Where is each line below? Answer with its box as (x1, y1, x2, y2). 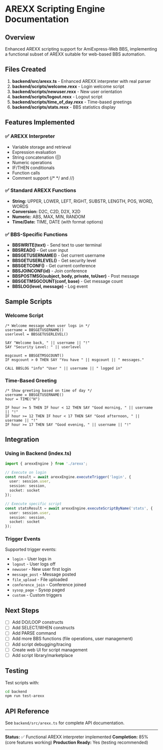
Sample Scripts (5, 298, 52, 306)
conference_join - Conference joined (12, 582, 86, 588)
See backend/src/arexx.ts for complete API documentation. (5, 720, 125, 726)
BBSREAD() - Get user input (12, 247, 68, 253)
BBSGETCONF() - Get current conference (12, 263, 96, 269)
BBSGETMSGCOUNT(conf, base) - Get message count (12, 279, 123, 284)
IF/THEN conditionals (12, 165, 55, 170)
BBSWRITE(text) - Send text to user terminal (12, 242, 102, 248)
